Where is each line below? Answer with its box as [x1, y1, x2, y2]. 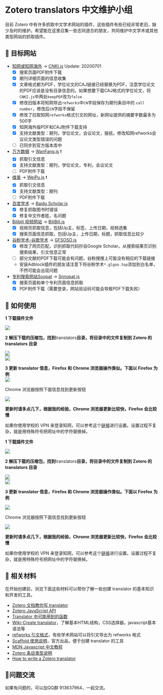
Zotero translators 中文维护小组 [5, 4, 133, 16]
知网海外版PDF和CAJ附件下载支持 [19, 124, 87, 130]
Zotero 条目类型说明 [12, 650, 52, 656]
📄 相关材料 [5, 572, 36, 580]
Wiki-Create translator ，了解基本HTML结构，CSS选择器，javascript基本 [12, 620, 156, 625]
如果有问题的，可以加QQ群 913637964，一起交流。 [5, 685, 108, 691]
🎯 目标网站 [5, 49, 36, 57]
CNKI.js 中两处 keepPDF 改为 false [19, 94, 82, 99]
